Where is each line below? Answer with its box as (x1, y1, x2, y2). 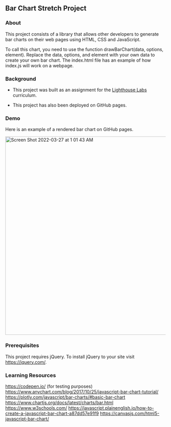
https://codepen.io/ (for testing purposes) (5, 383, 93, 389)
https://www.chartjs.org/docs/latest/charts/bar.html (5, 399, 113, 406)
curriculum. (12, 92, 37, 98)
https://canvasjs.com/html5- (100, 410, 160, 416)
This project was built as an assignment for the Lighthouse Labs (12, 87, 147, 93)
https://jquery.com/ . (5, 359, 47, 365)
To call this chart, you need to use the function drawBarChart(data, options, (5, 46, 164, 52)
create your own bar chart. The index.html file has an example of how (5, 57, 151, 63)
